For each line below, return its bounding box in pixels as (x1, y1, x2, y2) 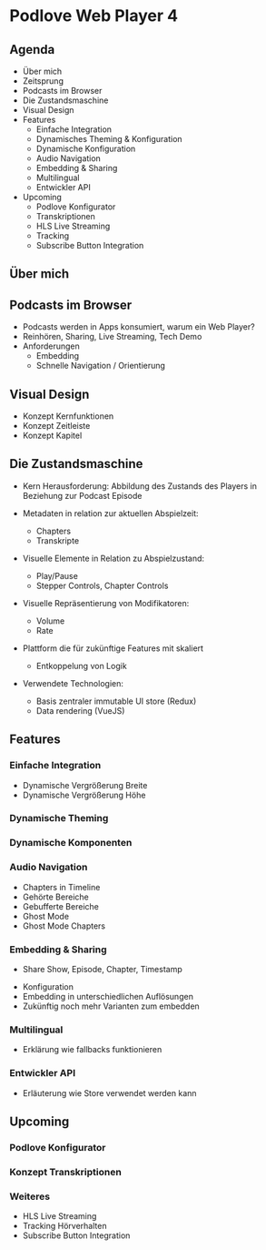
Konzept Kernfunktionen (22, 411, 114, 422)
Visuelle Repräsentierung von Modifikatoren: (22, 597, 190, 608)
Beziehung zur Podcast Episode (22, 490, 143, 501)
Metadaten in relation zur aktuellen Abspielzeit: (22, 507, 199, 519)
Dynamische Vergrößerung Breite (22, 779, 148, 790)
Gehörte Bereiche (22, 891, 89, 902)
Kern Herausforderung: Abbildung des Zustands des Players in (22, 480, 257, 492)
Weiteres (9, 1190, 51, 1203)
